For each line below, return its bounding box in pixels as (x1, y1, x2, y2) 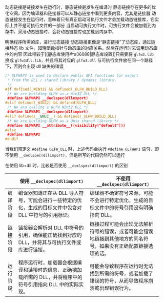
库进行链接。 (18, 246, 48, 253)
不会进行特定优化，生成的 (89, 197, 149, 204)
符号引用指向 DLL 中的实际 (18, 281, 79, 288)
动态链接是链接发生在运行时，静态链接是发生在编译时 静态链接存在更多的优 (5, 4, 156, 10)
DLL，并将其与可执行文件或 (18, 239, 82, 246)
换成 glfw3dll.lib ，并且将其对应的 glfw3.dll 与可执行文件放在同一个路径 (5, 58, 153, 63)
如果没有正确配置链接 (99, 243, 149, 250)
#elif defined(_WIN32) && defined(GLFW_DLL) (5, 101, 97, 105)
